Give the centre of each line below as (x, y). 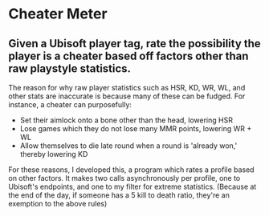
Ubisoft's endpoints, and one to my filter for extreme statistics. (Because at (132, 186)
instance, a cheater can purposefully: (70, 104)
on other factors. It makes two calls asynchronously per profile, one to (124, 178)
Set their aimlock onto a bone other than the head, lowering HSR (126, 120)
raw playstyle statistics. (69, 68)
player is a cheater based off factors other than (128, 56)
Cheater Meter (58, 14)
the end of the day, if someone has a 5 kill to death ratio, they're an (119, 195)
